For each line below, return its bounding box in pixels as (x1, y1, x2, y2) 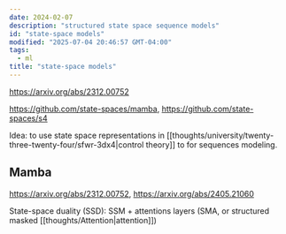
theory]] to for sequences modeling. (145, 139, 278, 150)
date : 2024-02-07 (9, 12, 73, 22)
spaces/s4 (9, 112, 48, 124)
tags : (9, 46, 29, 55)
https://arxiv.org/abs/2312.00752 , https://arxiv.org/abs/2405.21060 (9, 188, 255, 199)
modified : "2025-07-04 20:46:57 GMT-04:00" (9, 37, 173, 47)
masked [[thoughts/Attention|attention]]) (9, 215, 158, 225)
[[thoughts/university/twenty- (166, 130, 274, 140)
